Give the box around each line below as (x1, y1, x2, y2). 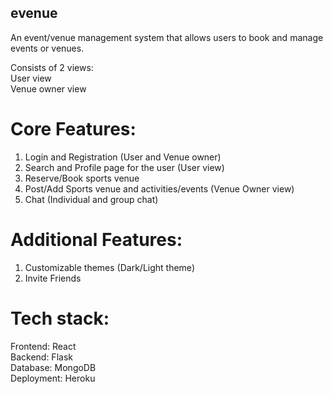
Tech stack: (10, 307, 110, 330)
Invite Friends (24, 272, 82, 284)
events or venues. (10, 42, 85, 54)
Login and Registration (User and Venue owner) (24, 151, 222, 163)
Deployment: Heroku (10, 372, 96, 384)
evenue (10, 5, 58, 22)
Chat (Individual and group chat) (24, 193, 159, 205)
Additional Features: (10, 228, 183, 251)
